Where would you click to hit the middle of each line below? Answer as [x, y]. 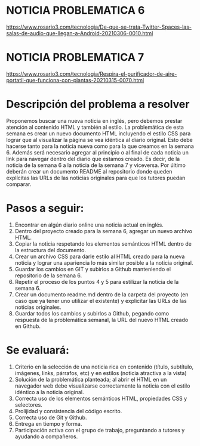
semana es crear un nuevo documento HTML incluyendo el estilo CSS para [99, 133]
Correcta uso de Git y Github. [51, 417]
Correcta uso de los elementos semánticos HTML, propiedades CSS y [101, 398]
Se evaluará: [38, 350]
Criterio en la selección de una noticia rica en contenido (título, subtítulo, [104, 367]
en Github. [27, 326]
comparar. [19, 184]
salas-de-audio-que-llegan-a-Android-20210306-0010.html [80, 33]
